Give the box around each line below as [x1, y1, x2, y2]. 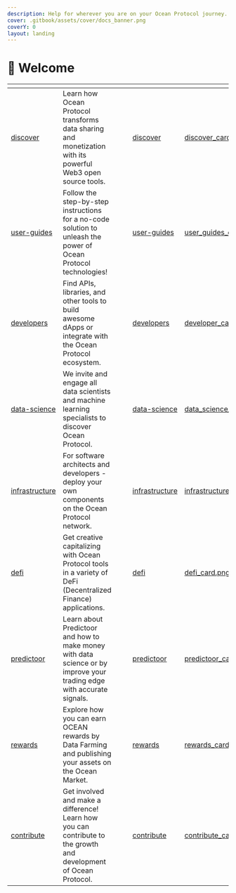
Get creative [63, 532, 103, 542]
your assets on [63, 757, 112, 767]
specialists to [63, 413, 107, 423]
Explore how [63, 705, 104, 714]
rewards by [63, 731, 100, 741]
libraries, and [63, 288, 106, 297]
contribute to [63, 830, 105, 840]
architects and [63, 460, 110, 470]
